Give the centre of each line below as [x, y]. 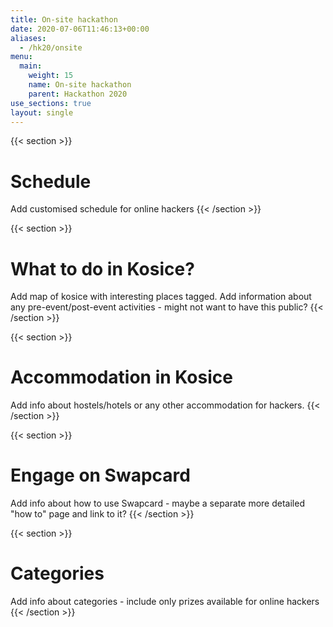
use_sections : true [51, 103]
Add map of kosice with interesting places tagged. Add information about [161, 297]
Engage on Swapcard [100, 475]
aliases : [28, 38]
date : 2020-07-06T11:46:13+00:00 [80, 29]
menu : [21, 57]
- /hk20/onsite [51, 47]
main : [31, 66]
